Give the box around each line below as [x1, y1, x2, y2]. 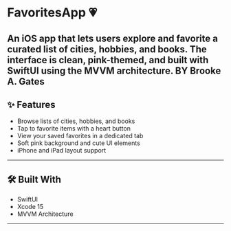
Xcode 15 [16, 203, 44, 211]
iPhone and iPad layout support [16, 146, 107, 155]
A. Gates [7, 76, 45, 87]
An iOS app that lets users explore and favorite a [7, 32, 219, 44]
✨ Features [7, 98, 56, 111]
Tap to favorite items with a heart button [16, 124, 131, 133]
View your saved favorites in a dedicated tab [16, 132, 144, 140]
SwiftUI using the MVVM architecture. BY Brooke [7, 65, 221, 76]
